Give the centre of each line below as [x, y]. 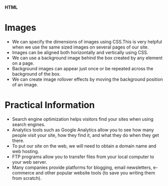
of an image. [25, 84]
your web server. [29, 162]
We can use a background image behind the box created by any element [87, 58]
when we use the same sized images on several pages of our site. [80, 47]
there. [18, 141]
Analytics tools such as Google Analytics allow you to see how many [83, 130]
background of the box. [36, 74]
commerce [23, 173]
